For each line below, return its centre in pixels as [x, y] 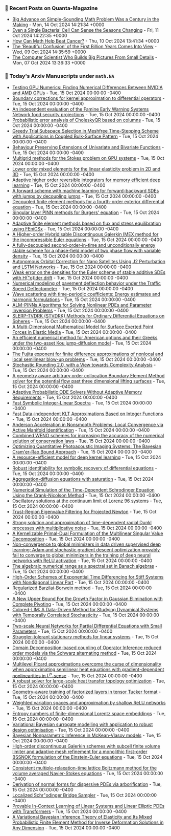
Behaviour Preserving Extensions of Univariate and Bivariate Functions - [88, 147]
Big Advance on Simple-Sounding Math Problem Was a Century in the [86, 19]
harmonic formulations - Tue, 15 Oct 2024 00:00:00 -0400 [74, 299]
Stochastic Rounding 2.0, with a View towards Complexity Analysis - [84, 365]
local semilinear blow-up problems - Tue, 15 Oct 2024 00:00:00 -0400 [87, 359]
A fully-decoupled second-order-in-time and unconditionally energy [84, 245]
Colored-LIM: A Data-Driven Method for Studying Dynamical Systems [85, 609]
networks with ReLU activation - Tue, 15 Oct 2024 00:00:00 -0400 [82, 561]
